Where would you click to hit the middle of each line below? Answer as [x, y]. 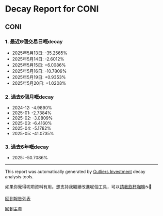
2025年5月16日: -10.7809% [39, 71]
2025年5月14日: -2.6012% [38, 59]
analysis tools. [19, 177]
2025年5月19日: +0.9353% [39, 77]
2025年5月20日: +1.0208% [39, 83]
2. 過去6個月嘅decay [30, 97]
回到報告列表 [18, 199]
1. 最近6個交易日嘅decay [34, 41]
